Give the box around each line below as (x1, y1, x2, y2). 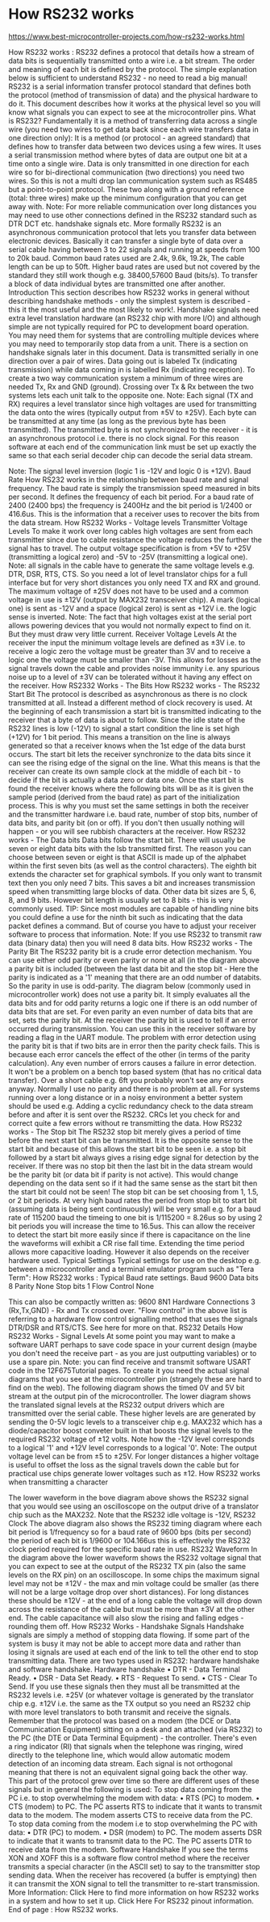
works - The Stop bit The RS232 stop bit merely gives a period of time (8, 1127, 242, 1136)
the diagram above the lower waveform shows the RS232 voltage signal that (8, 1552, 262, 1563)
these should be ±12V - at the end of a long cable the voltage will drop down (8, 1596, 263, 1605)
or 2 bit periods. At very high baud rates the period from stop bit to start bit (8, 1195, 257, 1205)
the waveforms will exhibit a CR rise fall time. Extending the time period (8, 1238, 245, 1248)
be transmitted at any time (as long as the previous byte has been (8, 416, 226, 426)
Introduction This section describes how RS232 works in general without (8, 287, 250, 297)
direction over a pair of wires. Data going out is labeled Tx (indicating (8, 356, 238, 366)
